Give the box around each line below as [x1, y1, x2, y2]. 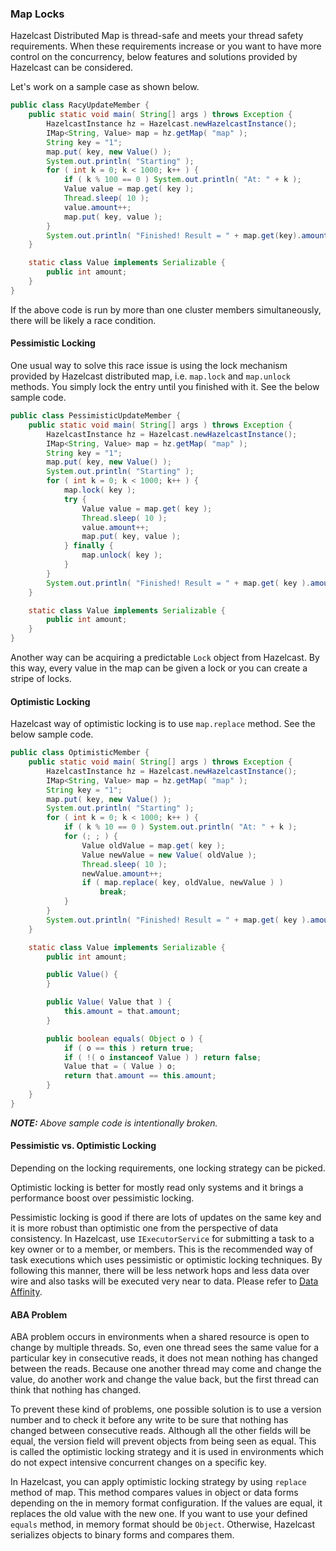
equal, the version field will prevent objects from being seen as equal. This [10, 1435, 317, 1447]
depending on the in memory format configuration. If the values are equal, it [10, 1497, 323, 1509]
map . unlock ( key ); [81, 550, 163, 561]
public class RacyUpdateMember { [10, 100, 150, 111]
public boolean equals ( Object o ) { [46, 1033, 203, 1044]
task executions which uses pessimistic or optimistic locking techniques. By [10, 1254, 323, 1266]
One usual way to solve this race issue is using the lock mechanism [10, 360, 288, 371]
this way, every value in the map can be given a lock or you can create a [10, 662, 308, 674]
